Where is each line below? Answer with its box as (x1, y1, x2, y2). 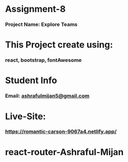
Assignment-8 (5, 3, 66, 15)
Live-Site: (5, 111, 46, 122)
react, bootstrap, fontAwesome (5, 57, 82, 64)
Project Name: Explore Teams (5, 21, 78, 28)
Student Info (5, 75, 57, 86)
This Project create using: (5, 39, 113, 50)
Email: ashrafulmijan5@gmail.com (5, 93, 90, 99)
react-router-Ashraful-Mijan (5, 146, 124, 158)
